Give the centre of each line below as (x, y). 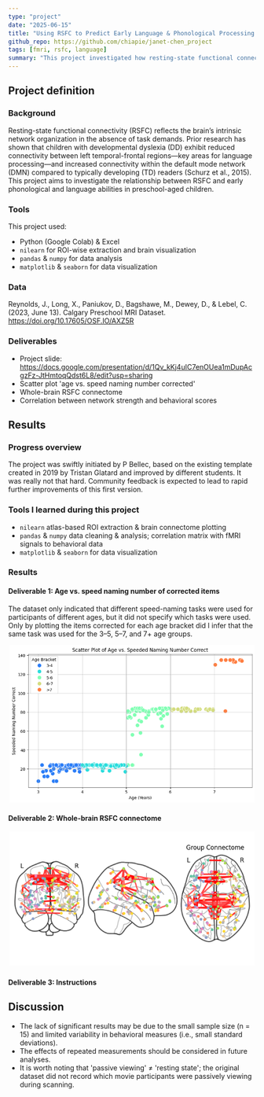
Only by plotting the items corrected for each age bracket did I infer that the (131, 625)
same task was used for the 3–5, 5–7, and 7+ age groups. (101, 634)
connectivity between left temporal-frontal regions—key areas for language (130, 155)
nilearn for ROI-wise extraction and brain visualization (108, 250)
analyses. (35, 1059)
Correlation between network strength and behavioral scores (118, 400)
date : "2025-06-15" (40, 25)
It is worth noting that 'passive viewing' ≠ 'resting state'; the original (129, 1068)
